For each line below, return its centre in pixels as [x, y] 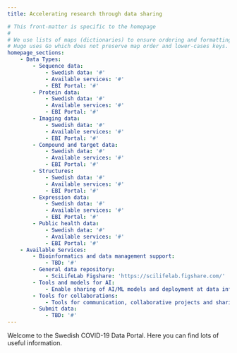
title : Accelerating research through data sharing [85, 14]
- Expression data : [61, 197]
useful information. [35, 343]
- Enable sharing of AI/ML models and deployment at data [132, 289]
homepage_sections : [36, 53]
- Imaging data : [56, 119]
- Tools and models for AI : [74, 282]
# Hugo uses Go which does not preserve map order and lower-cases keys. [118, 47]
